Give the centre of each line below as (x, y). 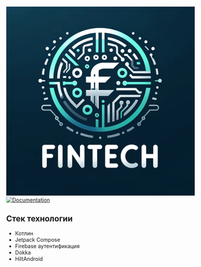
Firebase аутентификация (47, 246)
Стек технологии (39, 219)
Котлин (24, 233)
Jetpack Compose (38, 239)
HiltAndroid (29, 259)
